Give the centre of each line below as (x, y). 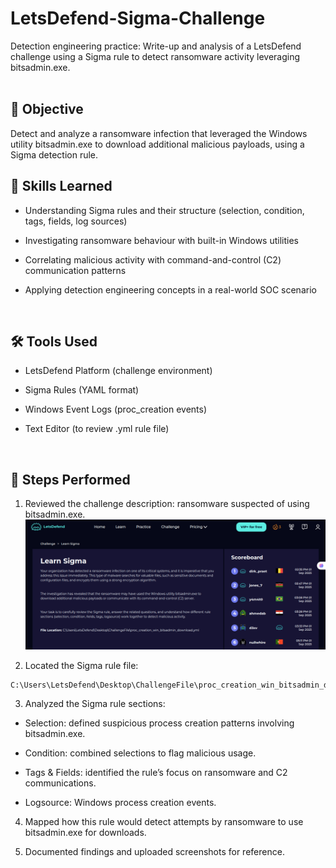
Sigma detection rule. (54, 154)
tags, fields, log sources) (76, 221)
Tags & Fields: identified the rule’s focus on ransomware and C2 (156, 773)
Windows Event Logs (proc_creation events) (116, 409)
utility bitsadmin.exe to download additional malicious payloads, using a (157, 144)
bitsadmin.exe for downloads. (85, 833)
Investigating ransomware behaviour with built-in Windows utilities (162, 240)
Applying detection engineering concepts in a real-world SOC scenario (170, 289)
